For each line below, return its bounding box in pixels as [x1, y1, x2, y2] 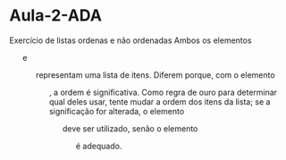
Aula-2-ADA [9, 5, 103, 26]
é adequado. [75, 140, 122, 151]
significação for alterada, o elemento [48, 105, 185, 116]
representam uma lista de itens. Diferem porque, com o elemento [35, 69, 275, 80]
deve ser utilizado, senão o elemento [62, 122, 198, 134]
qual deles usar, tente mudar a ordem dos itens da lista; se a [48, 96, 271, 107]
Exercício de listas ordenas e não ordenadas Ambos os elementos [9, 35, 252, 46]
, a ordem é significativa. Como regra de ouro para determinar [48, 87, 278, 97]
